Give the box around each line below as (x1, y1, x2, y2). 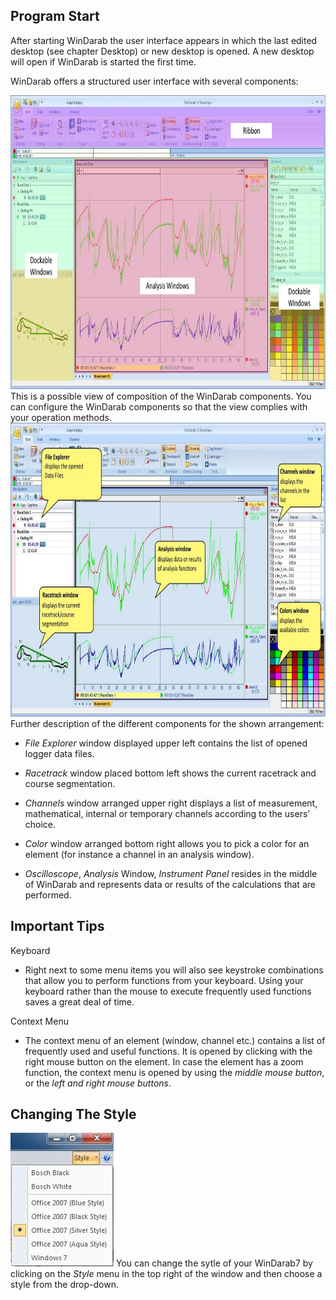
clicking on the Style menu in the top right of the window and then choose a (10, 1268, 323, 1280)
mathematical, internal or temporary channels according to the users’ (24, 807, 310, 819)
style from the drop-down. (10, 1279, 119, 1291)
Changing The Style (10, 1106, 137, 1123)
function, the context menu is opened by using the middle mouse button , (24, 1066, 325, 1078)
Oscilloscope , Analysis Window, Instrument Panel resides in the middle (24, 867, 318, 879)
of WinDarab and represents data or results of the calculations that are (24, 878, 316, 890)
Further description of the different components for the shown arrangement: (10, 717, 325, 729)
